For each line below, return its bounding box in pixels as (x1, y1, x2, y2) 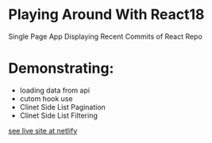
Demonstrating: (8, 59, 114, 77)
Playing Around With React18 (8, 6, 205, 24)
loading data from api (19, 85, 90, 95)
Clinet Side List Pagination (19, 102, 106, 111)
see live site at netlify (8, 126, 78, 135)
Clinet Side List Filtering (19, 111, 98, 120)
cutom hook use (19, 93, 73, 103)
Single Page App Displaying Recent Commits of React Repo (8, 32, 202, 41)
